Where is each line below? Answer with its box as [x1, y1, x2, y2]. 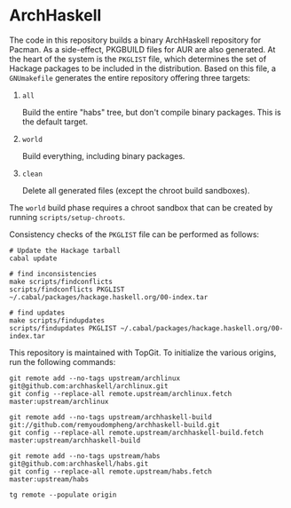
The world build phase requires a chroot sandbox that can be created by [9, 202, 273, 213]
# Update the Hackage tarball [9, 246, 122, 255]
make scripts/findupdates [9, 316, 105, 325]
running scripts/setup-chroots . [9, 211, 126, 222]
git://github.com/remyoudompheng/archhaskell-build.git [9, 420, 220, 429]
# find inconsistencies [9, 269, 98, 278]
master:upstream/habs [9, 474, 90, 484]
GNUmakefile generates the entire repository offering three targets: [9, 72, 251, 83]
